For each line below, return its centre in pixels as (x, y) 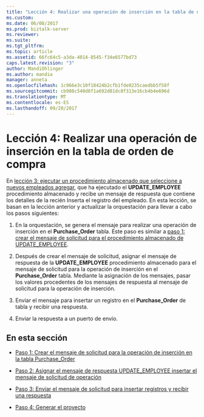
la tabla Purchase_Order (45, 359)
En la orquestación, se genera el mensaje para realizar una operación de (106, 225)
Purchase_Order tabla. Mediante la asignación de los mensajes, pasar (103, 276)
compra (26, 164)
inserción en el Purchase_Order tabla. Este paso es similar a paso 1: (100, 231)
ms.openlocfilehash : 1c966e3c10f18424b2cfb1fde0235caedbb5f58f (88, 86)
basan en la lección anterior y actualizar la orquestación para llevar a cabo (99, 207)
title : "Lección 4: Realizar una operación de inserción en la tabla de (100, 12)
